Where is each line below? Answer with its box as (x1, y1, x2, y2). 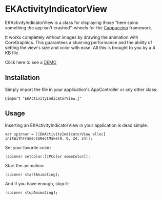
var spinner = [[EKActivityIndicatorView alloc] (5, 132, 106, 136)
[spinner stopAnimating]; (5, 190, 58, 195)
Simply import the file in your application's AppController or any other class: (5, 87, 158, 92)
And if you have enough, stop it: (5, 180, 69, 186)
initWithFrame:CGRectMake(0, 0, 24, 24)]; (5, 136, 93, 141)
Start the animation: (5, 162, 45, 168)
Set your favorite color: (5, 144, 51, 150)
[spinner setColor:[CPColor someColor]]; (5, 154, 91, 159)
